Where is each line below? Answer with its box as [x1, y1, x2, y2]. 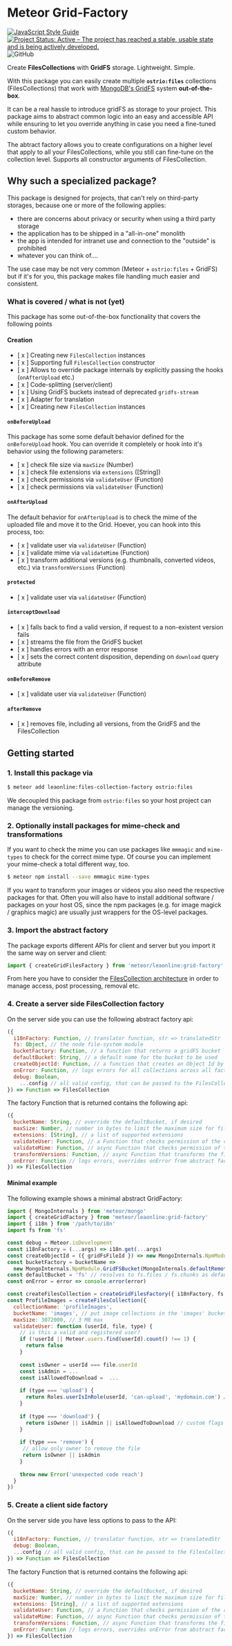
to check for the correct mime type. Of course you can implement [23, 852, 211, 861]
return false [25, 1342, 64, 1349]
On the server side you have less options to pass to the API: [7, 1516, 177, 1524]
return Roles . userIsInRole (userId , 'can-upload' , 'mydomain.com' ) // [25, 1394, 230, 1401]
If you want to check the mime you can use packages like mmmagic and [7, 846, 206, 854]
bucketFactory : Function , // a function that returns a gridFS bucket [13, 1048, 221, 1055]
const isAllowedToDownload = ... [19, 1374, 119, 1381]
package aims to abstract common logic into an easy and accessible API [7, 112, 213, 121]
